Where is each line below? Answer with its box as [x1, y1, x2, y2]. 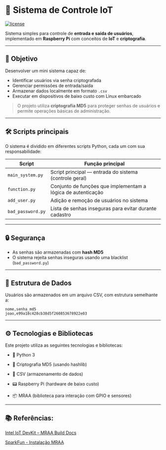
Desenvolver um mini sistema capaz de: [5, 68, 86, 74]
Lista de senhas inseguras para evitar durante [50, 205, 157, 212]
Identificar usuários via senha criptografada [12, 77, 101, 83]
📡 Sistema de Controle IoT [5, 4, 113, 16]
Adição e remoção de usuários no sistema [50, 197, 148, 204]
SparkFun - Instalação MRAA [5, 439, 64, 445]
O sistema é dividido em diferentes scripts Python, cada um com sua [5, 143, 145, 149]
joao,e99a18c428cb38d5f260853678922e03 [5, 311, 87, 316]
